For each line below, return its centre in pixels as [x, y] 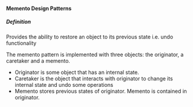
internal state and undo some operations [64, 85]
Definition [19, 22]
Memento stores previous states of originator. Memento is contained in [101, 91]
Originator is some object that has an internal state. [77, 72]
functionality [21, 43]
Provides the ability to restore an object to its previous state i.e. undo [90, 37]
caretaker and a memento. [38, 61]
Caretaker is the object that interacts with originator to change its [94, 78]
